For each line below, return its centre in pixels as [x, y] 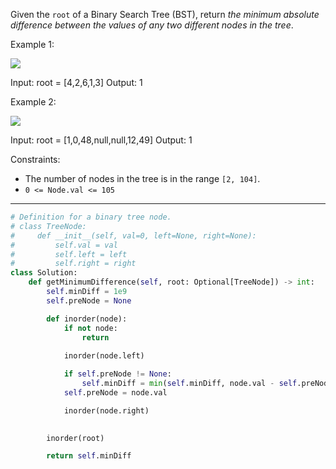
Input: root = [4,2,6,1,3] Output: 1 [76, 82]
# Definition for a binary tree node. [91, 217]
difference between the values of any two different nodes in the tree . [152, 25]
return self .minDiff [89, 456]
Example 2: [33, 102]
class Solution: [44, 273]
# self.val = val [64, 245]
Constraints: [35, 159]
